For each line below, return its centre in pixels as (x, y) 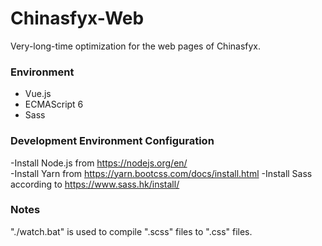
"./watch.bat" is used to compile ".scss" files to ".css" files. (131, 231)
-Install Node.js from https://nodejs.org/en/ (99, 163)
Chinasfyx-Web (77, 18)
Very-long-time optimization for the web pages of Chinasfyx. (136, 46)
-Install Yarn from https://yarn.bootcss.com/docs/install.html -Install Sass (161, 173)
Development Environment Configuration (112, 141)
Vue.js (38, 94)
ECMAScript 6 (54, 104)
